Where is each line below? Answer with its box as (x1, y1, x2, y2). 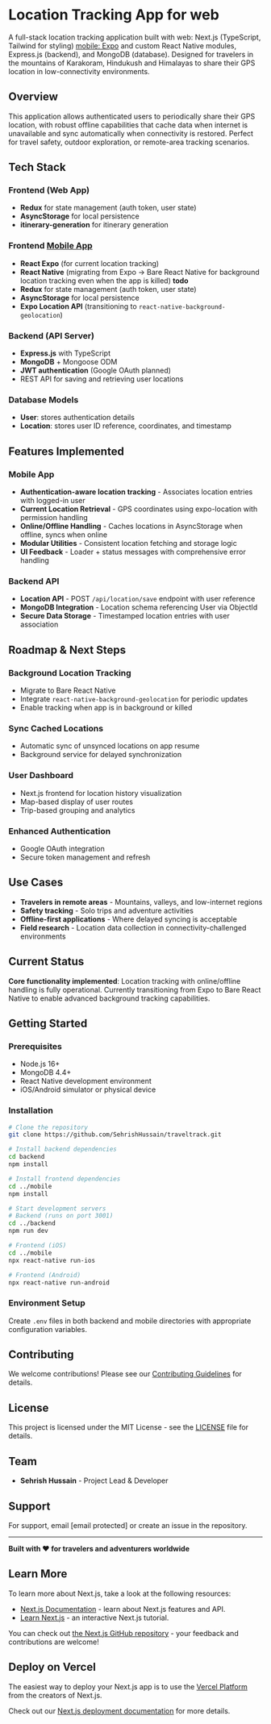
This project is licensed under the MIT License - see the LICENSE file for (8, 1422, 248, 1432)
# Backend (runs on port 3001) (8, 1212, 114, 1220)
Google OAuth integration (19, 843, 105, 853)
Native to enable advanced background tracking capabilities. (8, 993, 211, 1003)
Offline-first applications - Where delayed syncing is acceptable (19, 914, 238, 924)
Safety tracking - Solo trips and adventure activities (19, 906, 194, 915)
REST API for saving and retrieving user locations (19, 374, 184, 384)
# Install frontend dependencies (8, 1175, 121, 1183)
